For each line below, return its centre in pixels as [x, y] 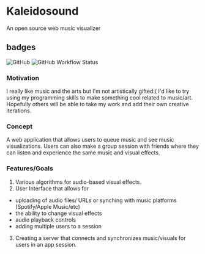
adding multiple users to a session [58, 226]
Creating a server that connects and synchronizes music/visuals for [100, 238]
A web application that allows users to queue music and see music [90, 140]
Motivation [23, 78]
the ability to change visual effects [58, 213]
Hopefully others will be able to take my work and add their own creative [98, 104]
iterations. [19, 111]
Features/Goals [30, 169]
